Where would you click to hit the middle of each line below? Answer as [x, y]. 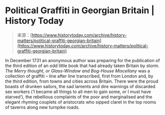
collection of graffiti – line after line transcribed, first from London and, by [79, 76]
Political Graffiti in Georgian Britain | [80, 11]
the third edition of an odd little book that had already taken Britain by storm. [82, 66]
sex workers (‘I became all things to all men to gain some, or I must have [78, 92]
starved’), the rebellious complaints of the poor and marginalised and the [79, 97]
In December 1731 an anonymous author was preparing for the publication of [82, 60]
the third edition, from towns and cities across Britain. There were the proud [82, 81]
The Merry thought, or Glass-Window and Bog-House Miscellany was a [78, 70]
